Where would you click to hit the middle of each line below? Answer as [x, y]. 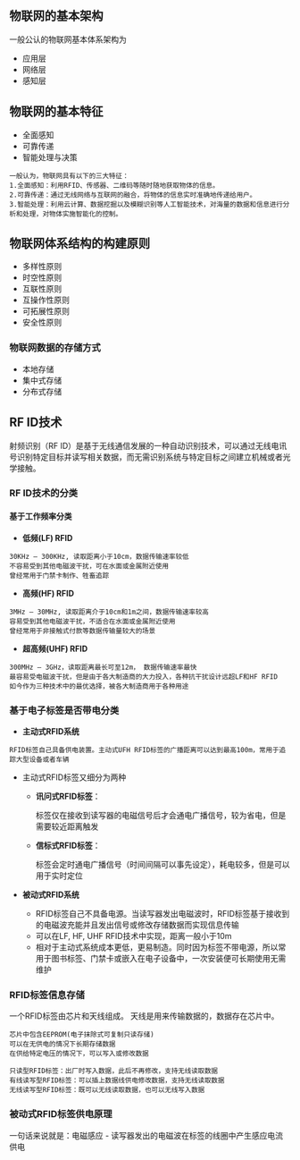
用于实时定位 [59, 876]
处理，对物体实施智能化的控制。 [72, 214]
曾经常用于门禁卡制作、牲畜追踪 [59, 575]
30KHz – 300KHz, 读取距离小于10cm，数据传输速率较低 [99, 556]
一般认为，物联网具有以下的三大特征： [69, 176]
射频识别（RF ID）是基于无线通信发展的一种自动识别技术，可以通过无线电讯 [148, 445]
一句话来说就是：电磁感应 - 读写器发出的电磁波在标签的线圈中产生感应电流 [146, 1135]
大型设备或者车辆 [42, 759]
